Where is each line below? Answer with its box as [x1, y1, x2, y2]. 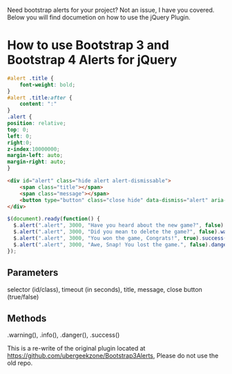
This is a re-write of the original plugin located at [7, 344, 146, 353]
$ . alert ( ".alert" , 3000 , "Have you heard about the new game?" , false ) [13, 222, 224, 229]
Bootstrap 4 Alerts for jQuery [7, 52, 177, 68]
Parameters [7, 267, 59, 279]
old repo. [7, 359, 33, 367]
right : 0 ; [7, 139, 32, 146]
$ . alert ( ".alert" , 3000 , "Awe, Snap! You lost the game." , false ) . [13, 241, 212, 248]
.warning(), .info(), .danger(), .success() [7, 331, 120, 339]
